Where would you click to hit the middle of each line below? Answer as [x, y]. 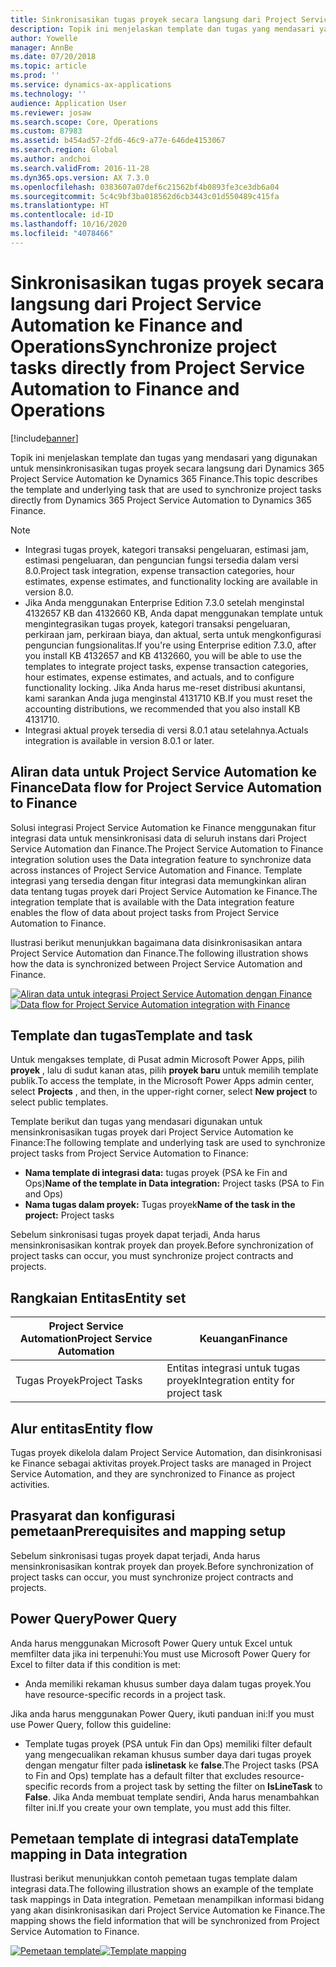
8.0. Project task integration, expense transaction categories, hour [159, 570]
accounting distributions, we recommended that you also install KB [162, 708]
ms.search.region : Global [64, 150]
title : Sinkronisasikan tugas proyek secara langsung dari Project [154, 19]
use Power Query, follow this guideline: [91, 1724]
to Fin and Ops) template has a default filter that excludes [143, 1775]
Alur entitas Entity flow [82, 1428]
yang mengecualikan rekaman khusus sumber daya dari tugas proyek [168, 1754]
